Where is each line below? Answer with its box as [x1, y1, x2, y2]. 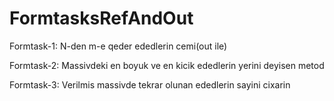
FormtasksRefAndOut [9, 7, 194, 30]
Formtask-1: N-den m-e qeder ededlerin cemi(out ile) [9, 40, 228, 52]
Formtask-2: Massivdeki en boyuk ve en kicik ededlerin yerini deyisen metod [9, 59, 325, 71]
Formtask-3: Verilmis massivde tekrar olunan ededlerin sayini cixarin [9, 78, 291, 91]
